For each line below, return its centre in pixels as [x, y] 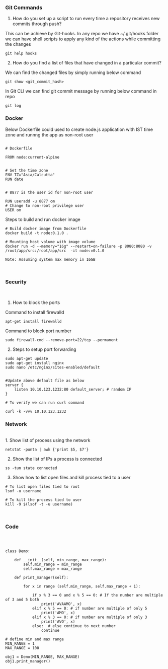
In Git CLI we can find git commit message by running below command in [81, 91]
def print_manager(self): [41, 578]
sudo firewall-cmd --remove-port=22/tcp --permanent [62, 340]
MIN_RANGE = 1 [20, 644]
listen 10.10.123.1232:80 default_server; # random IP [73, 389]
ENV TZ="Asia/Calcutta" [30, 175]
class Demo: [18, 551]
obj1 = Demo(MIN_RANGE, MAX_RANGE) [43, 657]
